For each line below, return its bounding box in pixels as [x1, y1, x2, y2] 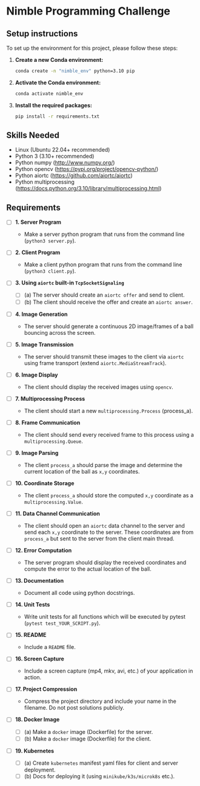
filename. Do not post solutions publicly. [24, 704, 125, 711]
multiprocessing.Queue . [24, 437, 83, 445]
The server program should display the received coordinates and [24, 559, 187, 566]
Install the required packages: [15, 101, 93, 109]
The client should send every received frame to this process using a [24, 431, 194, 438]
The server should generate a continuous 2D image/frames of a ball [24, 323, 194, 330]
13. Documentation [15, 577, 64, 585]
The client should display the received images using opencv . [24, 383, 174, 391]
